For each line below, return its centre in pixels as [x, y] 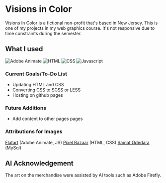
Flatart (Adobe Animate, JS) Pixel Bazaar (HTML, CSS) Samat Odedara [78, 142]
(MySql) [13, 148]
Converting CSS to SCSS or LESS [46, 90]
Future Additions [26, 108]
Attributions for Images [34, 131]
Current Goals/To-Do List [36, 74]
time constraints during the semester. [43, 33]
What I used [24, 49]
